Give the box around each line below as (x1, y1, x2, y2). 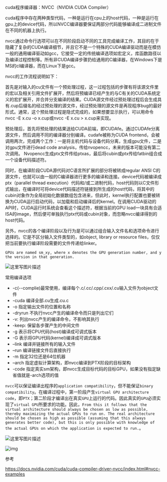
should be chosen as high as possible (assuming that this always (5, 416, 146, 421)
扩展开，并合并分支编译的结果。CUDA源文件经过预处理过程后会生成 (18, 97, 158, 102)
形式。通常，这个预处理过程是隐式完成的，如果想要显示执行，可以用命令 (5, 109, 154, 115)
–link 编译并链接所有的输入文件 (12, 341, 76, 347)
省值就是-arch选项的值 (12, 372, 59, 378)
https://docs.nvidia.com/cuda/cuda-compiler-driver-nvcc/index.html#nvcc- (5, 466, 161, 472)
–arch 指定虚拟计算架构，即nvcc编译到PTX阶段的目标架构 (12, 360, 131, 365)
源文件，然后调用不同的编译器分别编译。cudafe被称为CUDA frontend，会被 (5, 132, 160, 138)
